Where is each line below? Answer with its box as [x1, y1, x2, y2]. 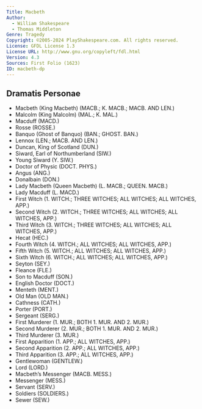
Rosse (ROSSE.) [15, 124, 56, 131]
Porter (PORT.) [15, 306, 52, 313]
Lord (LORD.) [15, 364, 48, 371]
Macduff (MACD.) [15, 117, 60, 125]
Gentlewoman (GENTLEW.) [15, 358, 83, 365]
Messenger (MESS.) [15, 377, 66, 385]
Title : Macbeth [6, 9, 45, 15]
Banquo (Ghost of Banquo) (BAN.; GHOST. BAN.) [15, 131, 139, 138]
